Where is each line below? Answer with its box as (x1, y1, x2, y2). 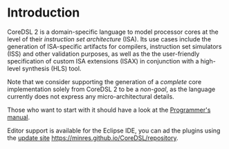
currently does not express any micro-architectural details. (7, 92, 174, 101)
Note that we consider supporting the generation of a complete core (7, 77, 202, 86)
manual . (7, 112, 30, 121)
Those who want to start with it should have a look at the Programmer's (7, 106, 211, 114)
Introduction (7, 5, 80, 21)
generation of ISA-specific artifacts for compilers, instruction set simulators (7, 42, 222, 50)
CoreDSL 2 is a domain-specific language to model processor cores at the (7, 28, 219, 36)
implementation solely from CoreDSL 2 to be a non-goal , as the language (7, 85, 216, 93)
